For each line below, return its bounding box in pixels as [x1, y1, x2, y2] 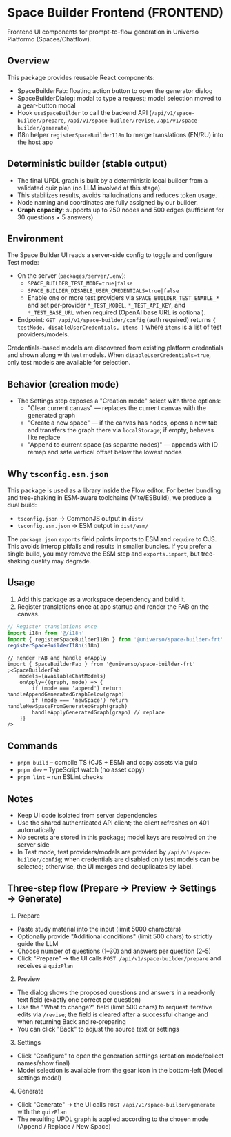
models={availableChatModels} [19, 673, 107, 680]
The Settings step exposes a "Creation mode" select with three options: [17, 396, 221, 405]
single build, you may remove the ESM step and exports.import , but [7, 550, 200, 558]
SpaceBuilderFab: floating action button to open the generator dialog [17, 86, 213, 94]
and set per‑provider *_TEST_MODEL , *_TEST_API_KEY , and [27, 301, 186, 310]
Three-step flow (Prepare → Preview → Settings [7, 883, 217, 894]
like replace [27, 433, 61, 442]
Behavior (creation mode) [7, 378, 119, 390]
